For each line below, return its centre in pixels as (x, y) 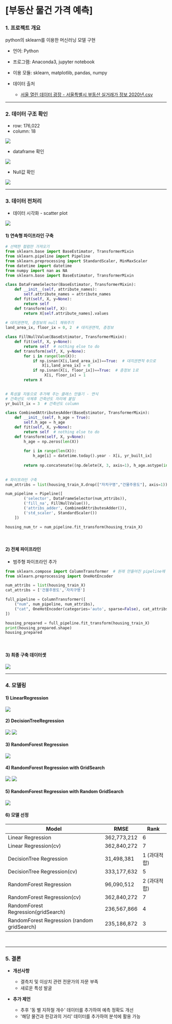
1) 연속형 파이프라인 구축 (29, 235)
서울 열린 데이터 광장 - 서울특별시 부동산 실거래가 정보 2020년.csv (87, 95)
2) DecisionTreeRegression (35, 721)
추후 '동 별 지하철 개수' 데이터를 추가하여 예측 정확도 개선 (77, 1010)
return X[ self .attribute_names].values (66, 313)
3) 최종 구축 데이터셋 (26, 655)
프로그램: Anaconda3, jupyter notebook (53, 62)
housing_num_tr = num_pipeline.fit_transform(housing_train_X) (74, 527)
